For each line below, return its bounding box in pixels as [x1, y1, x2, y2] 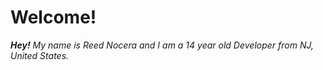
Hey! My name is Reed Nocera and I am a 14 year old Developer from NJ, [10, 39, 314, 51]
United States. [10, 49, 70, 61]
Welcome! [10, 6, 97, 29]
